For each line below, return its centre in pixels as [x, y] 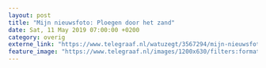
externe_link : [32, 45]
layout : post [30, 15]
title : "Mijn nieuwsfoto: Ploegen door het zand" [92, 23]
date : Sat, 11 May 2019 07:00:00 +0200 [74, 30]
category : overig [37, 37]
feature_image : [33, 52]
